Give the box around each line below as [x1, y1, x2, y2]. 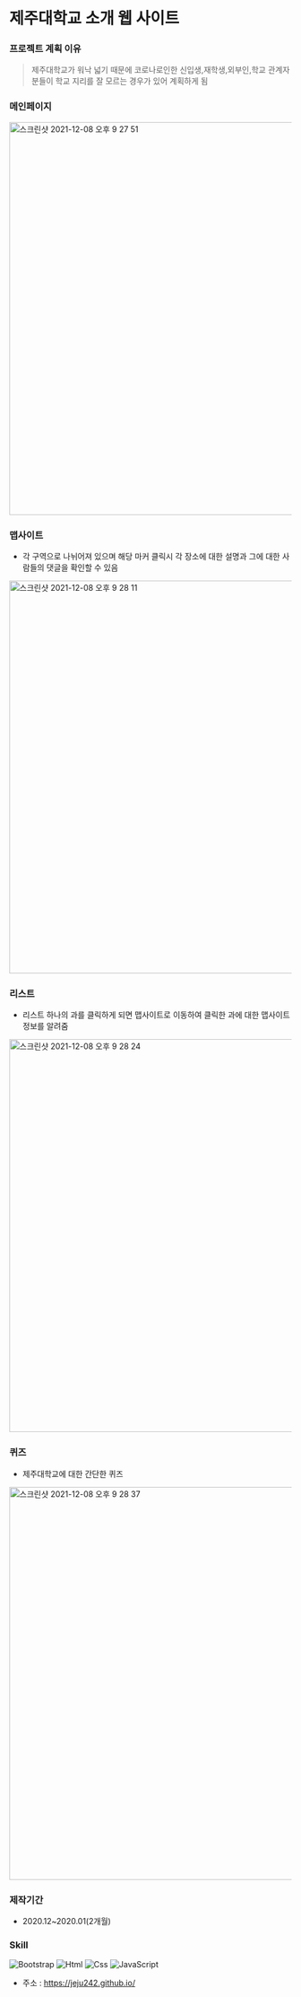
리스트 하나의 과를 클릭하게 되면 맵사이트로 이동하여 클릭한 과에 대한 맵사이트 [21, 1009, 291, 1020]
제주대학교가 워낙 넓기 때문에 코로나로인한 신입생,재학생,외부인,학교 [30, 65, 266, 75]
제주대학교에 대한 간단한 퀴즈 [21, 1468, 124, 1479]
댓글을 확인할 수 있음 [46, 562, 119, 573]
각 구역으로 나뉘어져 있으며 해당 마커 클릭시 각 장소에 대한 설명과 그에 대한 [21, 551, 280, 562]
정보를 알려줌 [21, 1021, 69, 1032]
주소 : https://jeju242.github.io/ [21, 1977, 136, 1989]
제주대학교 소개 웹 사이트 [9, 8, 180, 29]
